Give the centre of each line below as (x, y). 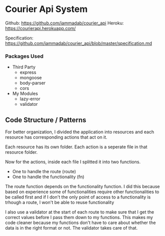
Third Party (24, 67)
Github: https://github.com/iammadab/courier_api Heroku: (65, 23)
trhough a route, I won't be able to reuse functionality (60, 203)
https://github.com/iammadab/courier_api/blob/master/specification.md (79, 43)
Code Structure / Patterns (46, 120)
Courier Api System (46, 9)
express (28, 72)
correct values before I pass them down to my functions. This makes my (79, 218)
